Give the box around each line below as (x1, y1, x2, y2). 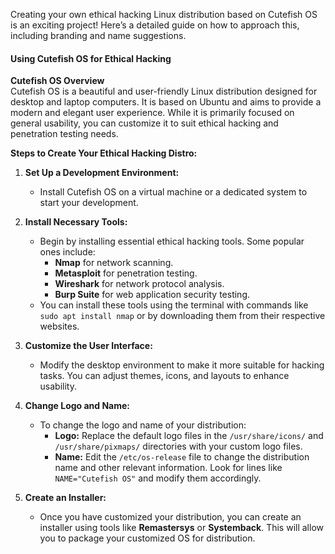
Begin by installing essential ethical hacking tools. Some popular (39, 235, 305, 248)
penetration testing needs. (10, 128, 119, 140)
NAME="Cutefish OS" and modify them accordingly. (54, 472, 262, 484)
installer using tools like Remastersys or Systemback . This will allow (39, 522, 324, 534)
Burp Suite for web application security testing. (54, 289, 251, 301)
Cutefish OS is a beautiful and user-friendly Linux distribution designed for (10, 85, 318, 98)
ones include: (39, 246, 96, 258)
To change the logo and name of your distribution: (39, 419, 247, 431)
